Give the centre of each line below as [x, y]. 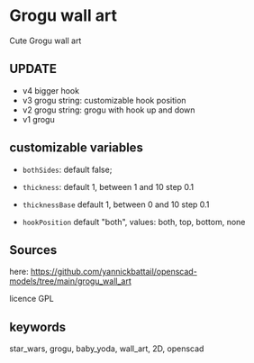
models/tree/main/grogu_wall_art [71, 281]
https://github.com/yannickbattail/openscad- [114, 272]
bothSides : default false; [67, 169]
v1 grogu [39, 119]
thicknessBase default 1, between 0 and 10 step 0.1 [116, 204]
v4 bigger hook [50, 90]
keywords [37, 327]
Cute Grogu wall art [45, 41]
